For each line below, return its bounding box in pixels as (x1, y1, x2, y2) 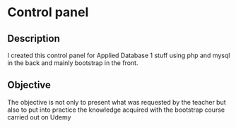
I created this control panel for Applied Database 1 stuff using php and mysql (7, 51, 230, 59)
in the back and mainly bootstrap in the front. (7, 59, 138, 67)
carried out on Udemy (7, 112, 71, 121)
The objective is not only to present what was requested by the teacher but (7, 98, 226, 106)
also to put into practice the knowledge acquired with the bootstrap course (7, 105, 225, 114)
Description (7, 33, 60, 45)
